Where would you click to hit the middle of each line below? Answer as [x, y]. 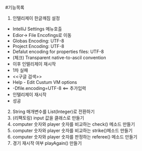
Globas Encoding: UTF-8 [38, 41]
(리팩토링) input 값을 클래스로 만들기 [48, 118]
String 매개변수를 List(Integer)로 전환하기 [53, 112]
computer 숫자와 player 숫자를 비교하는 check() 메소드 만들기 [74, 124]
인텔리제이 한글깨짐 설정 [36, 18]
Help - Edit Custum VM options [45, 82]
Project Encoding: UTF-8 [38, 46]
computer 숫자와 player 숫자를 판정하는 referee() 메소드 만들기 [75, 137]
